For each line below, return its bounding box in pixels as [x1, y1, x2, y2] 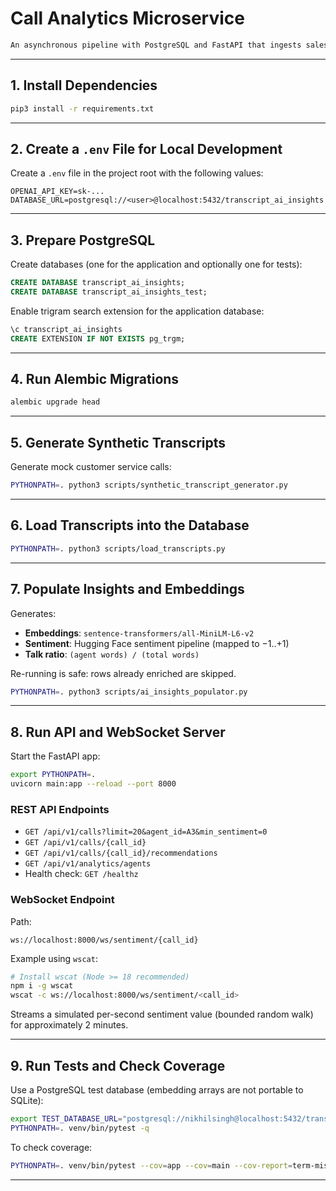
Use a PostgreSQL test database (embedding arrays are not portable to [10, 1083, 304, 1096]
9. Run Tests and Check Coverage [10, 1057, 226, 1074]
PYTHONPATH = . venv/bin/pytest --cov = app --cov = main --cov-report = [10, 1160, 293, 1171]
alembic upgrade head [10, 397, 101, 407]
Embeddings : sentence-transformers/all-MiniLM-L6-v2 [24, 627, 255, 639]
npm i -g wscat [10, 981, 74, 991]
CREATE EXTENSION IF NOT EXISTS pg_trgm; [10, 333, 186, 344]
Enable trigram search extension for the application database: [10, 305, 265, 317]
